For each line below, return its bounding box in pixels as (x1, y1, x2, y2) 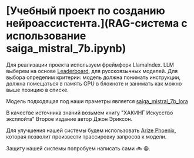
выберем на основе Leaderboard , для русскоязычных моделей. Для (6, 67, 178, 74)
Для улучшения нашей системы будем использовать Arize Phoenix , (6, 127, 176, 134)
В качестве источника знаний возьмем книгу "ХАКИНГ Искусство (6, 109, 173, 116)
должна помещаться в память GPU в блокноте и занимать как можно (6, 80, 182, 87)
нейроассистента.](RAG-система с (6, 17, 188, 30)
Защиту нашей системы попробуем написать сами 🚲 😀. (6, 144, 151, 152)
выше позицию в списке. (6, 86, 69, 93)
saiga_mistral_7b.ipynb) (6, 42, 126, 55)
